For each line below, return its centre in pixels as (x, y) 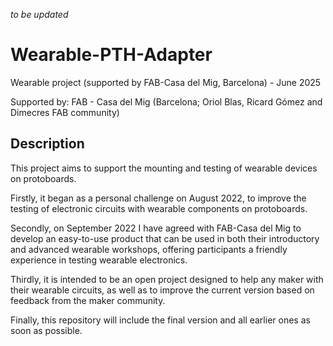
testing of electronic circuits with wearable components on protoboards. (159, 208)
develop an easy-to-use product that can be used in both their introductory (165, 238)
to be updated (39, 14)
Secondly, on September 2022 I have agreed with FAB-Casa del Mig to (156, 228)
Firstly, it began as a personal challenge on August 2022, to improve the (158, 198)
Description (47, 144)
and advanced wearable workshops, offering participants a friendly (149, 249)
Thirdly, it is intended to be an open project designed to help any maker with (167, 279)
